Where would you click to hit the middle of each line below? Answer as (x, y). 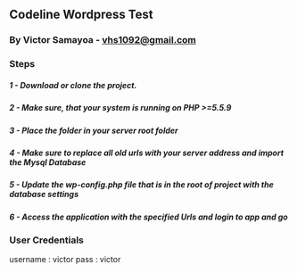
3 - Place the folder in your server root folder (94, 130)
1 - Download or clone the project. (73, 85)
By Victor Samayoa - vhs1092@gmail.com (103, 40)
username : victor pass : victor (65, 260)
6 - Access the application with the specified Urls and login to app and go (148, 217)
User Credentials (47, 240)
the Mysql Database (48, 162)
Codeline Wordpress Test (81, 15)
